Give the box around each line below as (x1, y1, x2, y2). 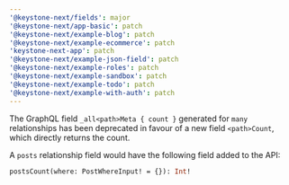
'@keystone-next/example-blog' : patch (9, 30, 155, 39)
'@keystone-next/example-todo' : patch (9, 80, 155, 89)
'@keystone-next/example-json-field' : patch (9, 55, 179, 64)
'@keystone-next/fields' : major (9, 13, 131, 22)
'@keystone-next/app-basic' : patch (9, 22, 143, 31)
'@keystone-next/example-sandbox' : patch (9, 72, 167, 81)
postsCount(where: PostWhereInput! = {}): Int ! (9, 167, 192, 176)
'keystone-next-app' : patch (9, 47, 115, 56)
